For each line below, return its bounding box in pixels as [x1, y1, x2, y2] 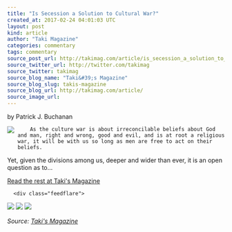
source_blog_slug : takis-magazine [7, 81, 107, 88]
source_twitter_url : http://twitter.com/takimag [7, 61, 150, 68]
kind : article [7, 29, 48, 37]
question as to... [7, 164, 53, 171]
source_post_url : [7, 55, 57, 62]
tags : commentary [7, 49, 57, 56]
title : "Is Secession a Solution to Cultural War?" [7, 10, 159, 17]
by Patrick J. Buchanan [7, 113, 73, 121]
